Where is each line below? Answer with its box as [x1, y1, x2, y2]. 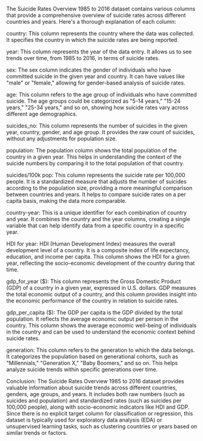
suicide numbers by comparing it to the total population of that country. [6, 160, 185, 166]
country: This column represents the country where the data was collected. [6, 30, 195, 37]
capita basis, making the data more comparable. [6, 197, 127, 204]
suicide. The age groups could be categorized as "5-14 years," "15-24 [6, 97, 181, 104]
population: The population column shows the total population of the [6, 147, 177, 154]
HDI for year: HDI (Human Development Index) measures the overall [6, 240, 176, 247]
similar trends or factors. [6, 429, 68, 436]
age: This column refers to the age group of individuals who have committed [6, 91, 197, 98]
